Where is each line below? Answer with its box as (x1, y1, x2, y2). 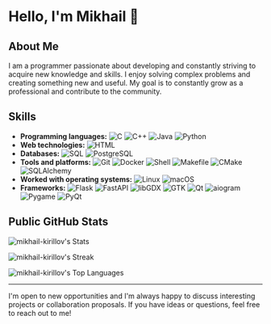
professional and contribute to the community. (8, 86, 162, 96)
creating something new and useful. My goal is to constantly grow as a (8, 78, 244, 87)
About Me (8, 40, 59, 53)
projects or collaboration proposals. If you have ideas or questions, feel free (8, 299, 261, 309)
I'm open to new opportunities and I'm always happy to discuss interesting (8, 291, 256, 301)
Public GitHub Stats (8, 215, 109, 229)
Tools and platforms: (19, 157, 91, 166)
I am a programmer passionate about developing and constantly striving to (8, 61, 256, 70)
